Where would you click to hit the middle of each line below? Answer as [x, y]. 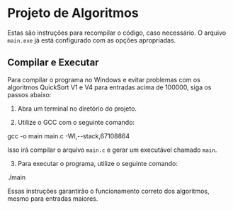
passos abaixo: [29, 94]
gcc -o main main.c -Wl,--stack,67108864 [69, 136]
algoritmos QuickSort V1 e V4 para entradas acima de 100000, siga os [109, 87]
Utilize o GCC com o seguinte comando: [76, 122]
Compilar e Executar [53, 63]
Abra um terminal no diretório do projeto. [77, 109]
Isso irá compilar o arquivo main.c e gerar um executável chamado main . [112, 150]
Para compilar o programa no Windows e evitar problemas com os [104, 79]
